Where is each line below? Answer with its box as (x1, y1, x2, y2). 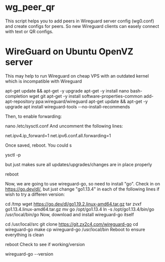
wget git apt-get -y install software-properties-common (29, 93, 143, 99)
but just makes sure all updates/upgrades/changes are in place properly (5, 161, 152, 168)
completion (5, 93, 28, 99)
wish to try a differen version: (5, 191, 65, 197)
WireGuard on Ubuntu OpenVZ (5, 46, 134, 57)
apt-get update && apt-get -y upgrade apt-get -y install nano (5, 87, 129, 93)
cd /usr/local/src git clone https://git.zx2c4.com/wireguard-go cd (5, 221, 138, 227)
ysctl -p (5, 152, 21, 158)
